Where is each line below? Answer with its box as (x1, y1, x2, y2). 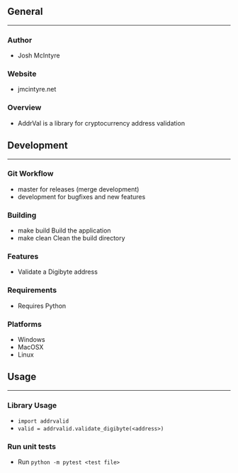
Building (7, 210, 37, 220)
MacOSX (17, 343, 44, 351)
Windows (17, 335, 45, 343)
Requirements (7, 285, 57, 295)
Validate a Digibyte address (17, 267, 98, 276)
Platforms (7, 319, 42, 329)
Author (7, 35, 33, 45)
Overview (7, 103, 42, 113)
